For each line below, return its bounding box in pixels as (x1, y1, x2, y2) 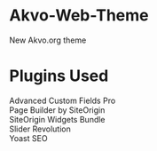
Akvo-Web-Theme (9, 5, 149, 26)
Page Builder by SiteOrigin (9, 104, 106, 115)
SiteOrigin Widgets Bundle (9, 114, 106, 124)
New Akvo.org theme (9, 35, 87, 45)
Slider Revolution (9, 123, 71, 134)
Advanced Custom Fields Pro (9, 95, 116, 106)
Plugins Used (9, 66, 109, 86)
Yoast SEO (9, 132, 48, 143)
